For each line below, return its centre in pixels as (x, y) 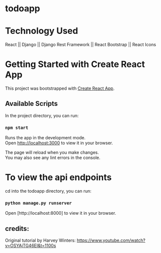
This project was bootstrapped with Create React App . (60, 88)
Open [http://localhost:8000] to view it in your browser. (61, 213)
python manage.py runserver (38, 203)
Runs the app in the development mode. (45, 138)
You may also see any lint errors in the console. (53, 158)
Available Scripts (31, 104)
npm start (17, 127)
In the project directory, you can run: (42, 115)
